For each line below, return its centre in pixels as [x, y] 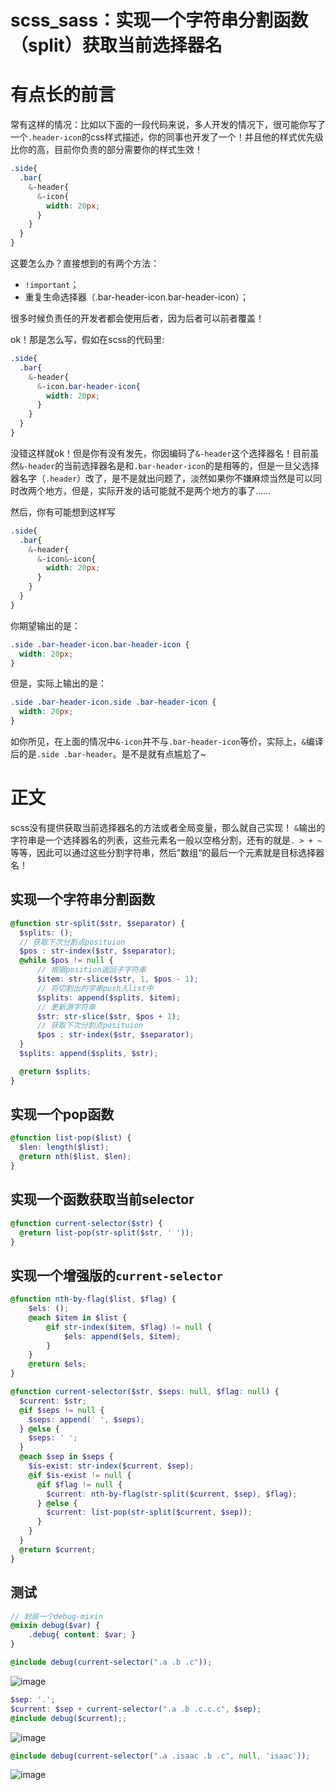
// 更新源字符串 [66, 1007]
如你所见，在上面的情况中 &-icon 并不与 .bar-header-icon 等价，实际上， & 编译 [167, 741]
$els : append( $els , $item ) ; [122, 1336]
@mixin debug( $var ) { [55, 1626]
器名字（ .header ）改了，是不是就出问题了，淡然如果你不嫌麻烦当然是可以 [162, 478]
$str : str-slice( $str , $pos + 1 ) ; [109, 1016]
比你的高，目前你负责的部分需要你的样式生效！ [106, 150]
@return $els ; [57, 1364]
